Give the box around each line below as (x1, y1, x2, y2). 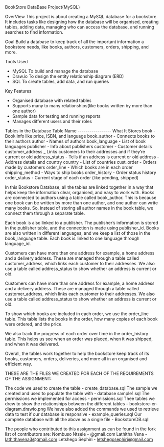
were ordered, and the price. (5, 321, 63, 327)
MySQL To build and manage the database (12, 68, 98, 74)
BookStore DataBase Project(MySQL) (5, 4, 80, 10)
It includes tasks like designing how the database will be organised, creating (5, 19, 159, 25)
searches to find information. (5, 29, 64, 35)
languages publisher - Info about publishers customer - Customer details (5, 144, 152, 149)
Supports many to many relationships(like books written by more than (12, 103, 153, 108)
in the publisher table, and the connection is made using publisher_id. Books (5, 225, 159, 231)
